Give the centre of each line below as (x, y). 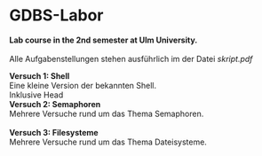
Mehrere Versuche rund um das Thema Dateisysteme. (108, 142)
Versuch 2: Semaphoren (55, 104)
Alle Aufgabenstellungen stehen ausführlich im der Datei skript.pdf (131, 58)
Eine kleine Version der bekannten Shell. (83, 85)
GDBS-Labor (56, 16)
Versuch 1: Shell (40, 75)
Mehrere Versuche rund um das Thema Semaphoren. (107, 113)
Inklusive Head (36, 95)
